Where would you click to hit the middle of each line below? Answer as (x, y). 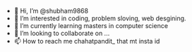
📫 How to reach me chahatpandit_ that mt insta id (87, 41)
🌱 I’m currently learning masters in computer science (91, 26)
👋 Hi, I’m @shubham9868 (51, 11)
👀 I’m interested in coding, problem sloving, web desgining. (100, 18)
